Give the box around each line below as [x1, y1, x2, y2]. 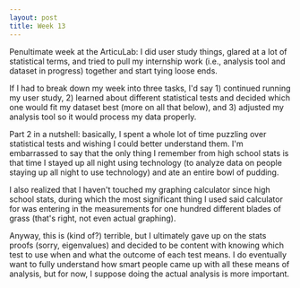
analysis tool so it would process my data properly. [9, 111, 197, 122]
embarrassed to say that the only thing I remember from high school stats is [9, 147, 289, 158]
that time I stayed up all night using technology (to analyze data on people [9, 157, 282, 168]
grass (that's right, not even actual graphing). [9, 213, 176, 223]
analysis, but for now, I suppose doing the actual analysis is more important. [9, 268, 289, 279]
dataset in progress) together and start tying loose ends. [9, 65, 218, 76]
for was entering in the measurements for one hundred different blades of [9, 203, 282, 214]
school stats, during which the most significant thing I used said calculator [9, 194, 284, 205]
